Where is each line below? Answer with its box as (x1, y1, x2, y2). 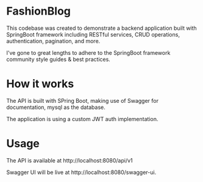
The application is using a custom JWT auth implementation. (6, 115, 158, 122)
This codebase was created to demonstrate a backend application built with (6, 24, 197, 32)
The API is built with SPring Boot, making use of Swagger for (6, 97, 158, 104)
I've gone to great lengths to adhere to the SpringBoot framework (6, 49, 171, 56)
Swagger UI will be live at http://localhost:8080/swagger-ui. (6, 169, 157, 176)
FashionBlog (6, 4, 71, 18)
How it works (6, 77, 74, 91)
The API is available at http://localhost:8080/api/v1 (6, 156, 133, 164)
